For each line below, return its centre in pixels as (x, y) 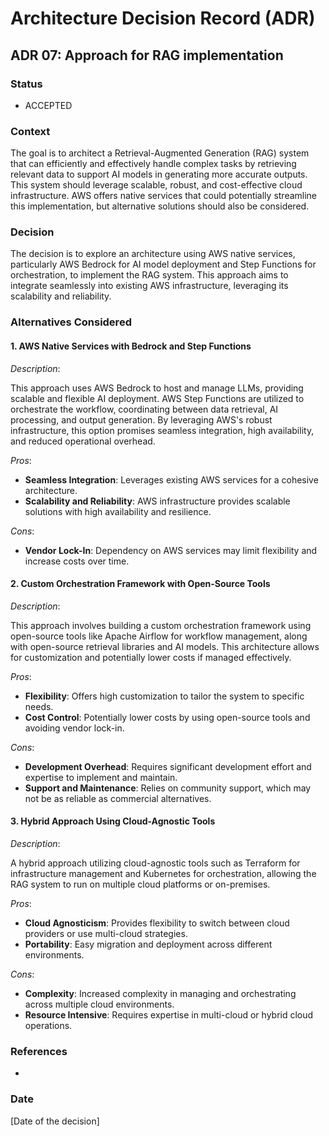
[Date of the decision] (55, 1121)
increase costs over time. (77, 561)
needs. (39, 706)
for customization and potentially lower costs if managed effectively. (151, 657)
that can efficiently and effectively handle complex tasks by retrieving (153, 164)
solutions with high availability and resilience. (118, 511)
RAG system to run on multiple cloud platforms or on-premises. (140, 884)
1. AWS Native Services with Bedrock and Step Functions (131, 346)
